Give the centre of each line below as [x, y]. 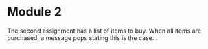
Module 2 [34, 12]
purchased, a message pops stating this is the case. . [82, 37]
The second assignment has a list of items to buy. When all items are [104, 31]
